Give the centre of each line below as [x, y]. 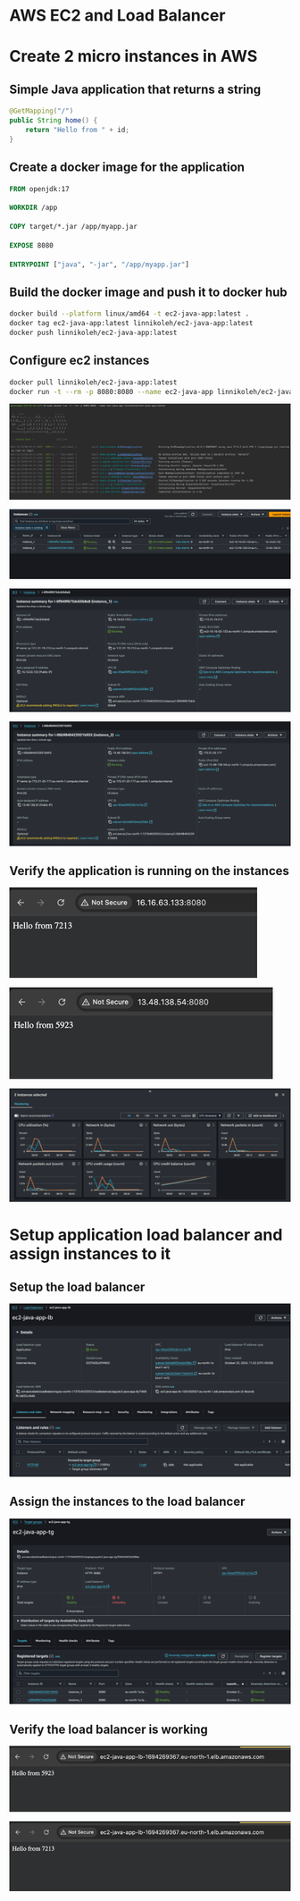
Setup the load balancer [77, 1287]
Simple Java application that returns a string [135, 89]
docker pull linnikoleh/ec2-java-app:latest [93, 382]
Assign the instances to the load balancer [127, 1502]
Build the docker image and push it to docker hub [148, 292]
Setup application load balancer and [146, 1235]
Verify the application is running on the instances [150, 871]
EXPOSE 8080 [31, 245]
